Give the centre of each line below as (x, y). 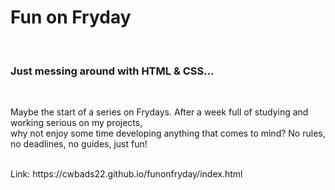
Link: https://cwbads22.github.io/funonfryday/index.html (126, 174)
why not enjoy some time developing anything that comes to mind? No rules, (168, 133)
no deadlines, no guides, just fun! (79, 144)
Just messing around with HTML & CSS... (112, 71)
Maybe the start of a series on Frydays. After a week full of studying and (159, 112)
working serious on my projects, (76, 123)
